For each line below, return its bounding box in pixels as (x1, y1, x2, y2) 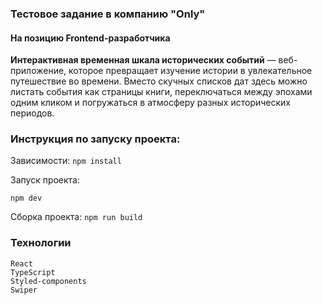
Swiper (10, 285, 38, 295)
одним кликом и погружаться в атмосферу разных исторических (10, 97, 291, 109)
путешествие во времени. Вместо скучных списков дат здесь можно (10, 75, 308, 87)
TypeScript (10, 267, 56, 277)
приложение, (10, 65, 67, 77)
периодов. (10, 107, 55, 119)
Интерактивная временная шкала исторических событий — (10, 54, 277, 66)
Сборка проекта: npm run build (10, 211, 143, 223)
